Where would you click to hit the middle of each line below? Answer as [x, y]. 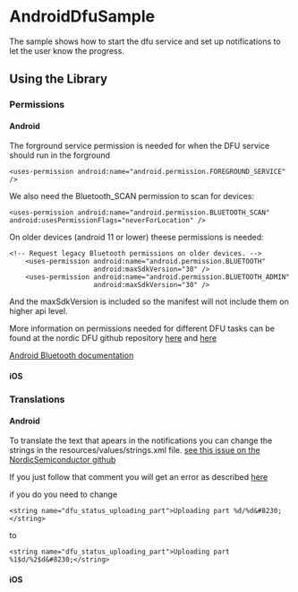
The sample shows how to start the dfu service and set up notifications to [145, 41]
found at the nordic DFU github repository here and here [113, 338]
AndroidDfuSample [82, 17]
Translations [37, 399]
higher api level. [39, 311]
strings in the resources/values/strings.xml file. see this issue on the [135, 450]
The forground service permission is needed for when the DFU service [140, 146]
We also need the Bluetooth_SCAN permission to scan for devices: [132, 196]
